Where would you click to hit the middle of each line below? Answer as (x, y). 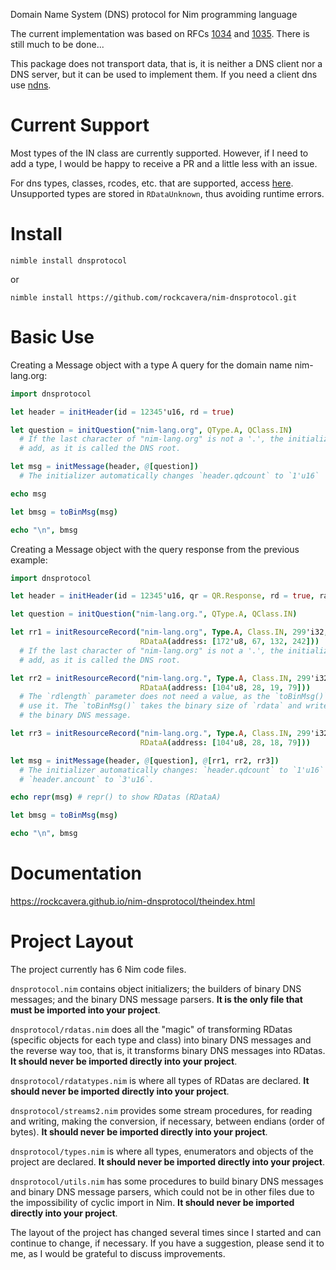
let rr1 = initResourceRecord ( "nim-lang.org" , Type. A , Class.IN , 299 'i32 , (169, 632)
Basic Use (52, 337)
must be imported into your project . (85, 1010)
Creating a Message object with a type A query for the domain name (151, 365)
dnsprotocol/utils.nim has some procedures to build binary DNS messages (167, 1181)
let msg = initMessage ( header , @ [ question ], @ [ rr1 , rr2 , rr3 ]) (145, 760)
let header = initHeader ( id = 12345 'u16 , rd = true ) (122, 412)
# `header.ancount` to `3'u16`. (87, 779)
